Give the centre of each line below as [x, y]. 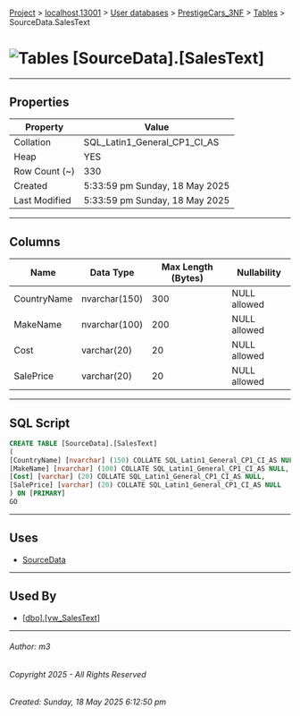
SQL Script [40, 423]
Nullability [258, 273]
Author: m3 [30, 647]
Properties [39, 102]
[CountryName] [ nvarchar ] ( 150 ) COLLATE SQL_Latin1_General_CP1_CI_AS [143, 460]
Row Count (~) [45, 172]
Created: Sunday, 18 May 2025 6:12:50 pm [88, 702]
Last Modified [42, 200]
